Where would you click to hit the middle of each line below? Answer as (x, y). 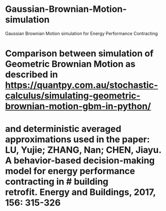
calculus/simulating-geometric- (73, 96)
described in (32, 75)
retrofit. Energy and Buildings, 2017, (80, 192)
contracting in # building (57, 182)
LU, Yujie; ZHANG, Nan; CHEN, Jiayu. (83, 150)
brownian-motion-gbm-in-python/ (78, 106)
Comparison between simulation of (80, 54)
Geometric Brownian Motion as (70, 64)
